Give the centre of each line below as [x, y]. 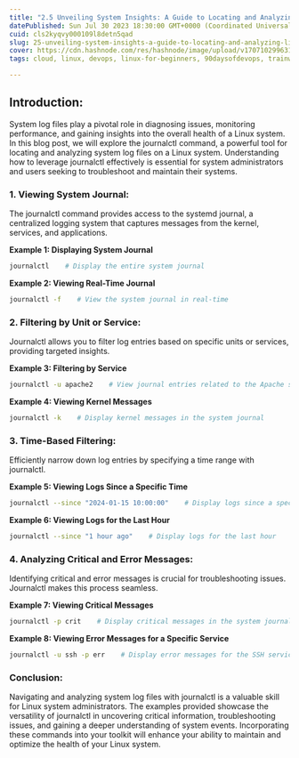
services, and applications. [59, 233]
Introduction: [46, 103]
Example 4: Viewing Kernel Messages [81, 402]
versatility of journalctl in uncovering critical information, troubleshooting [142, 716]
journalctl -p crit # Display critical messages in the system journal [151, 622]
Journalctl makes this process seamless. [84, 588]
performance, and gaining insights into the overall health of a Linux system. [147, 133]
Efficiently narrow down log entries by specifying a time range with [132, 460]
